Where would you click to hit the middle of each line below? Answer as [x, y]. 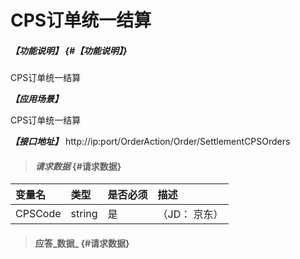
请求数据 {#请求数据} [78, 166]
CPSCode [38, 214]
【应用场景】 [36, 99]
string [84, 214]
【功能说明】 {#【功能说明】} [69, 50]
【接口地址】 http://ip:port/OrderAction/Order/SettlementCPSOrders [150, 142]
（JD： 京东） [190, 214]
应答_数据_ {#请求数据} [82, 243]
